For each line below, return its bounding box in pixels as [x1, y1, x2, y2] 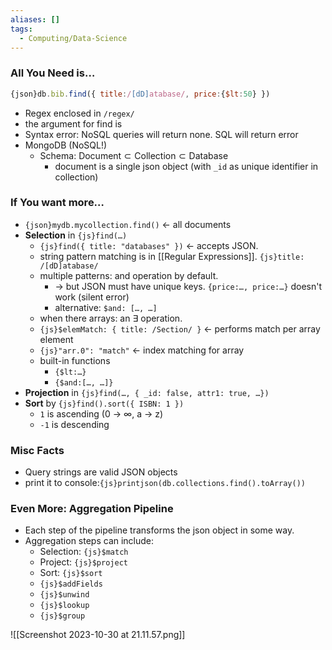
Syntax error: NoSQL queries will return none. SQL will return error [24, 128, 299, 140]
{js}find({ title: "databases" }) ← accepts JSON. [39, 239, 259, 251]
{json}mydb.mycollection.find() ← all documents [24, 218, 232, 230]
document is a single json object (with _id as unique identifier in [54, 160, 319, 172]
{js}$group [39, 611, 86, 621]
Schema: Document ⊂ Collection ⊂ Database [39, 149, 229, 161]
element [39, 333, 74, 345]
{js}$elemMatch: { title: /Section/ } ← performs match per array [39, 322, 321, 335]
